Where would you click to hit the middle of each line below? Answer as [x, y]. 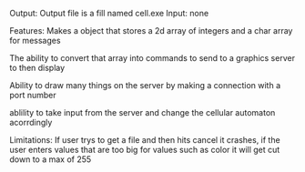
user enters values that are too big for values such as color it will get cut [145, 150]
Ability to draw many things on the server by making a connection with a [145, 85]
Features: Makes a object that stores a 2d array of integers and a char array [151, 30]
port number [33, 95]
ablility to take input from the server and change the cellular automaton [142, 112]
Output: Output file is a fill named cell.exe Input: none [109, 13]
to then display [37, 68]
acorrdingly [31, 122]
